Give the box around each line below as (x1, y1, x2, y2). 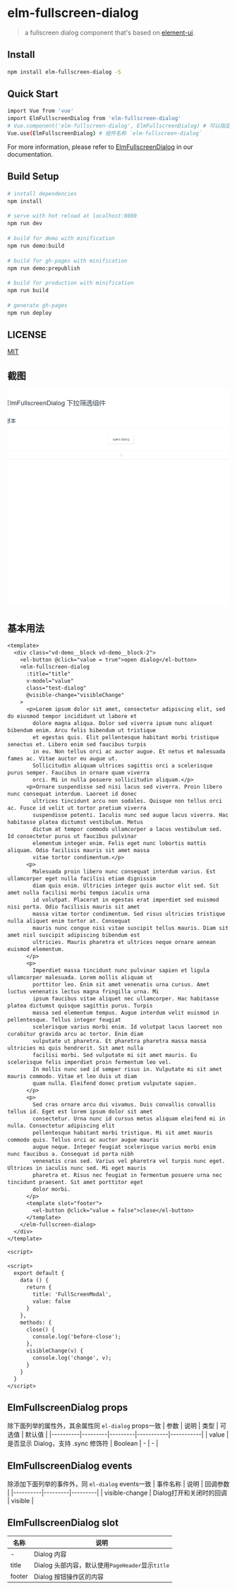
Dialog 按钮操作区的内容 (34, 1572, 104, 1581)
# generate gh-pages (7, 301, 68, 309)
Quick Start (7, 88, 59, 100)
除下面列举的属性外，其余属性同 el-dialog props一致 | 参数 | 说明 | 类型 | (7, 1421, 219, 1430)
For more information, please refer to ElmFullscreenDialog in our (7, 143, 194, 151)
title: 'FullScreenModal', (32, 1291, 112, 1298)
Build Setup (7, 171, 59, 183)
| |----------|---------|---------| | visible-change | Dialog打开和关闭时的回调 (7, 1488, 228, 1497)
